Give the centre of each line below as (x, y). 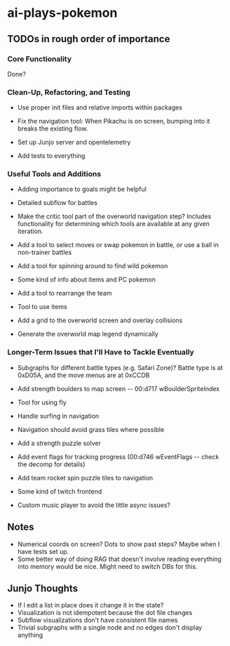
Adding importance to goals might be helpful (82, 189)
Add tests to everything (51, 156)
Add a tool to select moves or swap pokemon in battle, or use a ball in (118, 245)
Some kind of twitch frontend (60, 491)
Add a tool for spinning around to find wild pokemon (93, 266)
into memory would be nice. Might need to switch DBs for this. (107, 566)
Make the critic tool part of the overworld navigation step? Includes (114, 216)
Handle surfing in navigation (58, 416)
